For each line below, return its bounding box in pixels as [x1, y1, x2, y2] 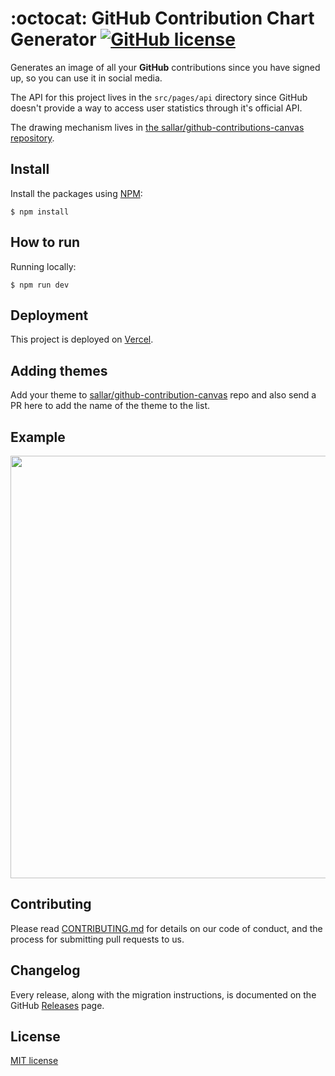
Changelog [10, 962, 81, 979]
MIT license [10, 1055, 59, 1067]
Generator [10, 28, 97, 51]
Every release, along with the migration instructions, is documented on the [10, 988, 317, 1001]
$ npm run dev [10, 280, 70, 290]
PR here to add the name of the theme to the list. [10, 400, 211, 412]
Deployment [10, 307, 89, 324]
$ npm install [10, 207, 70, 217]
